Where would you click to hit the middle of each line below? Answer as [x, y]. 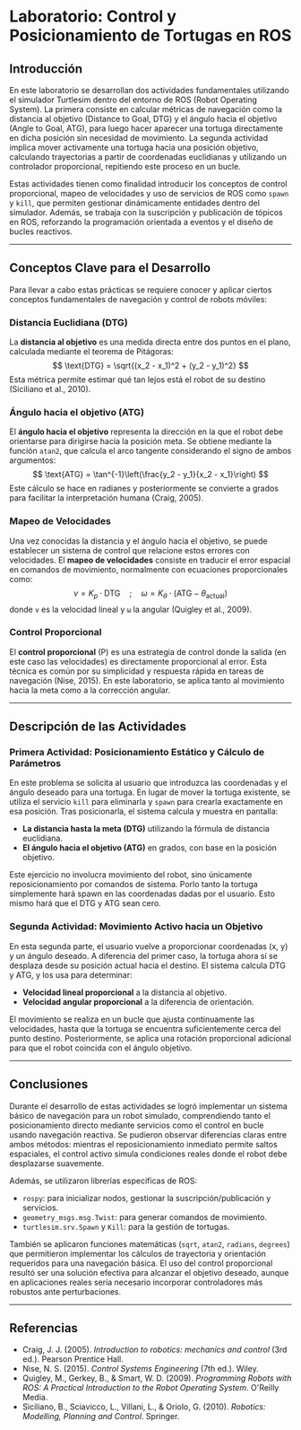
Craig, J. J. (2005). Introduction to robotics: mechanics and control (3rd [155, 1350]
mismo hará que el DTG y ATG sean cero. [85, 903]
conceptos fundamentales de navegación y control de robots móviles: [138, 299]
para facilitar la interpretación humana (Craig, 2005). [107, 498]
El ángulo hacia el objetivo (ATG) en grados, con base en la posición [150, 848]
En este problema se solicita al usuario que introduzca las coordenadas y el [149, 783]
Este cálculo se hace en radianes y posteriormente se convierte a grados [144, 488]
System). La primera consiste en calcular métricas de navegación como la [146, 109]
